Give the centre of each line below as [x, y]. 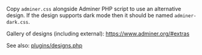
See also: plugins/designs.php [44, 46]
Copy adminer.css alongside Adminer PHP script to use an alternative [94, 9]
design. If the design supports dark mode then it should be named [90, 15]
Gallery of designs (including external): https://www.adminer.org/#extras [98, 34]
